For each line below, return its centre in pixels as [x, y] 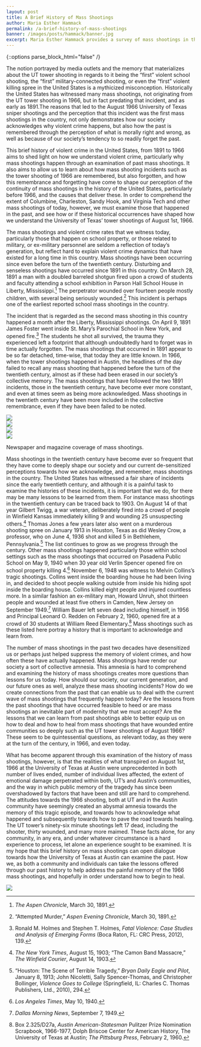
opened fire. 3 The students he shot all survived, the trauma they [85, 335]
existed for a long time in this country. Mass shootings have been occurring [99, 258]
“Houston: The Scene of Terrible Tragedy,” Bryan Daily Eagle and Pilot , [102, 971]
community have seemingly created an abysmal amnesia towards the [91, 806]
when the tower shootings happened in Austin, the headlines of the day [94, 362]
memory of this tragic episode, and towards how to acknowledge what [93, 813]
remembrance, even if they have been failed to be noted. [76, 406]
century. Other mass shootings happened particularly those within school [97, 550]
